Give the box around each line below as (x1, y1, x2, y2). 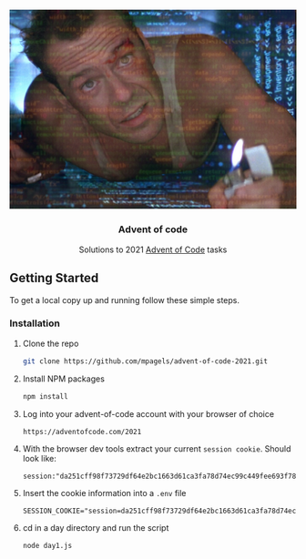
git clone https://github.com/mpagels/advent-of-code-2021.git (22, 356, 269, 366)
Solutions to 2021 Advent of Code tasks (78, 244, 228, 255)
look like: (22, 452, 56, 463)
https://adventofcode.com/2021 (22, 427, 142, 436)
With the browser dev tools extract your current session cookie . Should (22, 442, 291, 454)
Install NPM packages (22, 373, 105, 384)
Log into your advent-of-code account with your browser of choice (22, 408, 275, 419)
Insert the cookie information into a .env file (22, 487, 187, 498)
